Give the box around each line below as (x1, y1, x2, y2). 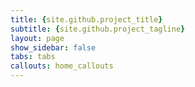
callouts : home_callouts (10, 61, 114, 71)
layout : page (10, 33, 65, 43)
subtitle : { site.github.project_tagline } (10, 24, 186, 34)
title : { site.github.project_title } (10, 14, 163, 25)
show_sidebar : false (10, 42, 97, 53)
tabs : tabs (10, 52, 56, 62)
